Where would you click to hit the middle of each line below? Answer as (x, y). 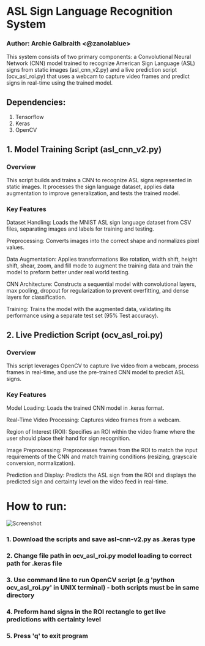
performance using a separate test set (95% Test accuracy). (83, 316)
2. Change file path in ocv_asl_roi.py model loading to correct (99, 556)
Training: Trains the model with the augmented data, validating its (89, 309)
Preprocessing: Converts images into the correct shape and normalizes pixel (103, 241)
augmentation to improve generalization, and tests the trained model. (93, 193)
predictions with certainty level (54, 619)
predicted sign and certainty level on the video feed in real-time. (87, 482)
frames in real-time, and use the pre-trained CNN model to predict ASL (96, 372)
